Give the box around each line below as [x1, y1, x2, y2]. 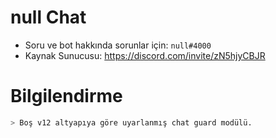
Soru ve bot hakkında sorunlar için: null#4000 [24, 39, 212, 51]
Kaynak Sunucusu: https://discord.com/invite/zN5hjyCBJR [24, 49, 266, 61]
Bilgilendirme [10, 85, 123, 108]
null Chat [10, 6, 87, 29]
